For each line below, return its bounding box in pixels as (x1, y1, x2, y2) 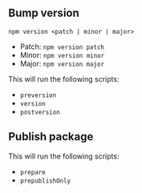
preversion (19, 91, 57, 99)
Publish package (8, 130, 94, 143)
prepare (19, 168, 46, 176)
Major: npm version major (19, 58, 105, 68)
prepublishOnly (19, 176, 71, 185)
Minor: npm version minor (19, 50, 105, 59)
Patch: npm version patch (19, 42, 104, 51)
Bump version (8, 6, 80, 20)
